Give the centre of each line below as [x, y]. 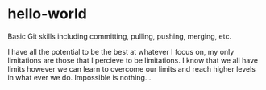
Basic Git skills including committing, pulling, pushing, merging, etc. [119, 36]
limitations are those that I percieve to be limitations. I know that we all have [133, 60]
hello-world [48, 14]
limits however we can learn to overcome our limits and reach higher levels [131, 68]
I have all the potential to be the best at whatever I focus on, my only [121, 51]
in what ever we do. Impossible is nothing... [79, 77]
